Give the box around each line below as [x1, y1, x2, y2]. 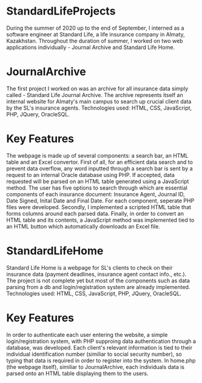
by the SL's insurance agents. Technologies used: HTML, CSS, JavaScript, [6, 104, 192, 112]
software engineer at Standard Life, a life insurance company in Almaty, [6, 30, 185, 38]
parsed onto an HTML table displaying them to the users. [6, 370, 149, 377]
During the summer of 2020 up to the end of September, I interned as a [6, 24, 184, 32]
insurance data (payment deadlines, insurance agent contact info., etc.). [6, 270, 187, 278]
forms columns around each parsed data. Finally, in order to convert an [6, 210, 184, 217]
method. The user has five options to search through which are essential [6, 184, 188, 191]
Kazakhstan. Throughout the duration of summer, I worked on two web [6, 37, 183, 44]
